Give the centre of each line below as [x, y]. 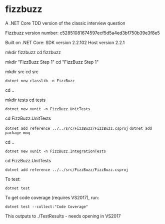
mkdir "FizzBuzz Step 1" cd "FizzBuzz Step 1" [52, 62]
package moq [17, 133]
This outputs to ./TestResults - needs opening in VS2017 [63, 216]
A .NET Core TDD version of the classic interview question [65, 23]
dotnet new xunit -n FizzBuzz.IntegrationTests [56, 151]
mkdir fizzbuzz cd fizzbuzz [33, 52]
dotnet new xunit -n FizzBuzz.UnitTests [48, 109]
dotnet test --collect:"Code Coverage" [47, 206]
